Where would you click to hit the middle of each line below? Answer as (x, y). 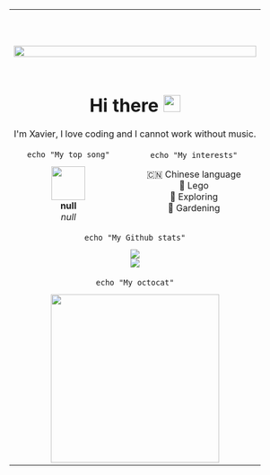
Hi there (124, 105)
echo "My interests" (194, 155)
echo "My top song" (68, 155)
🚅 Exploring (194, 197)
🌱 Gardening (194, 207)
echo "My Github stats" (135, 238)
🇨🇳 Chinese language (194, 174)
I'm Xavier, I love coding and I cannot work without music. (135, 134)
